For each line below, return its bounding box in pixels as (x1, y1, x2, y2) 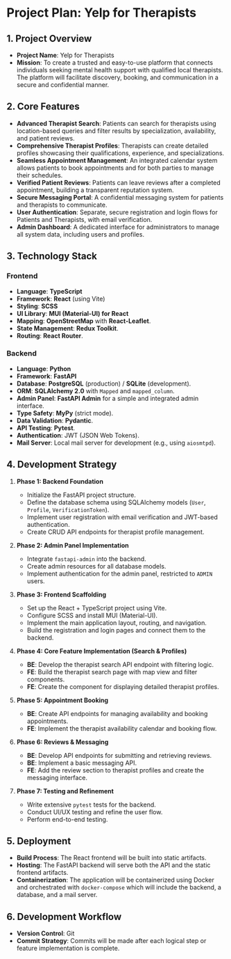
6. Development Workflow (6, 910, 122, 923)
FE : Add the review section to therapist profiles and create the (26, 766, 205, 774)
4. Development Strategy (6, 459, 117, 470)
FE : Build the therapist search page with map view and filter (26, 667, 198, 676)
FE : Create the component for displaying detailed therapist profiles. (26, 682, 219, 690)
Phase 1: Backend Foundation (16, 477, 103, 485)
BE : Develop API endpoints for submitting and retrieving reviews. (26, 751, 212, 759)
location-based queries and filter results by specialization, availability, (16, 127, 216, 135)
